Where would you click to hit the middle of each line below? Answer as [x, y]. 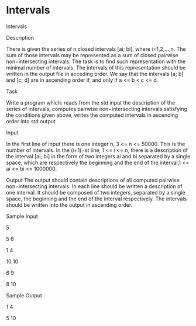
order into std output [31, 121]
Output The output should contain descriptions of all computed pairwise [93, 180]
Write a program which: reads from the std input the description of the [91, 102]
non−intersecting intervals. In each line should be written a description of [94, 186]
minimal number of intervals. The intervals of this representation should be [96, 67]
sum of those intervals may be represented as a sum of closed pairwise [92, 55]
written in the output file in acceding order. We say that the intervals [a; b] [95, 74]
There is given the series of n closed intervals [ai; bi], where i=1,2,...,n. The [96, 49]
